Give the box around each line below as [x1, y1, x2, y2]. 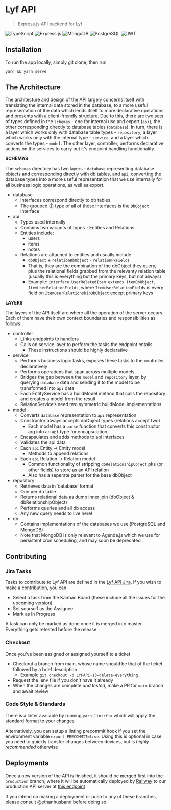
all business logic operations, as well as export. [5, 181, 105, 188]
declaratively [20, 363, 47, 369]
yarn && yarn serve [5, 69, 47, 74]
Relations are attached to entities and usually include [20, 251, 132, 257]
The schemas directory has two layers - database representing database [5, 165, 155, 171]
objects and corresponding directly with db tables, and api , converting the [5, 171, 162, 177]
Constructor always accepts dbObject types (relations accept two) [20, 417, 161, 423]
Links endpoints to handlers [20, 336, 79, 342]
